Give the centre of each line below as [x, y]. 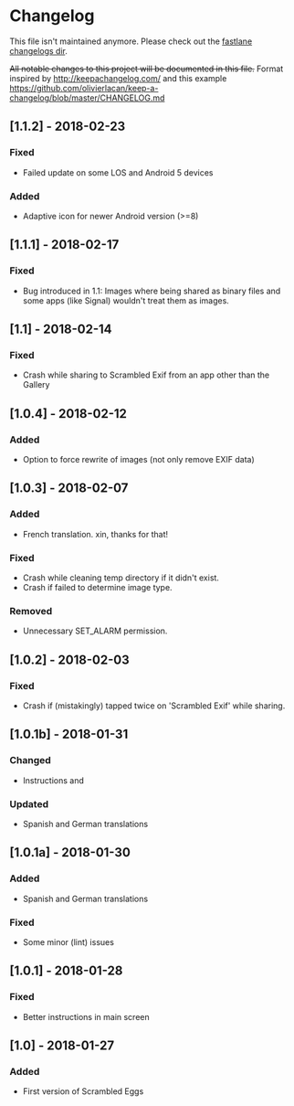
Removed [31, 611]
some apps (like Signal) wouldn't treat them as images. [126, 300]
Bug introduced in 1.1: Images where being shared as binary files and [152, 291]
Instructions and [53, 780]
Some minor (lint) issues [68, 941]
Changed [31, 760]
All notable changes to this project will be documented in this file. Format [147, 69]
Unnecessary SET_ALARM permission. [95, 631]
